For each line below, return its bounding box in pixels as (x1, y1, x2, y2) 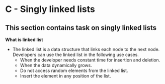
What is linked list (5, 36, 43, 42)
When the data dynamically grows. (20, 62, 92, 68)
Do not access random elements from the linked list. (20, 67, 128, 73)
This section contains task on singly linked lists (5, 23, 157, 32)
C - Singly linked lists (5, 3, 96, 15)
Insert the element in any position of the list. (20, 73, 111, 78)
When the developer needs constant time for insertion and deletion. (20, 57, 160, 63)
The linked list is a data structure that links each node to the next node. (12, 46, 160, 52)
